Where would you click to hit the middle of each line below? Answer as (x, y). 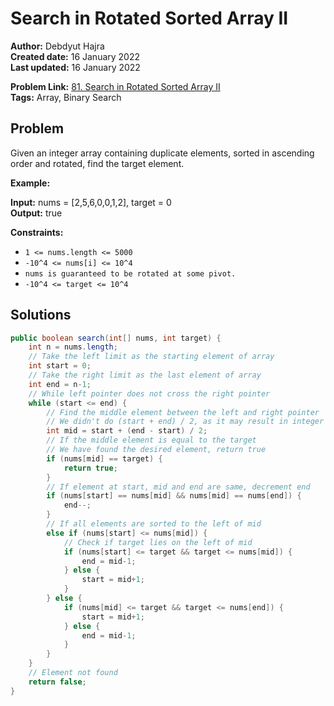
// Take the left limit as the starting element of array (151, 357)
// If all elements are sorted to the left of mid (154, 524)
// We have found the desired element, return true (156, 450)
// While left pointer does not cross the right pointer (149, 393)
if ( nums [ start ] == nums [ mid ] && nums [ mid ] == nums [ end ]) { (174, 496)
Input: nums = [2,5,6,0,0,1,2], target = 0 (91, 202)
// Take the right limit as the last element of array (145, 375)
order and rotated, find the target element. (97, 163)
